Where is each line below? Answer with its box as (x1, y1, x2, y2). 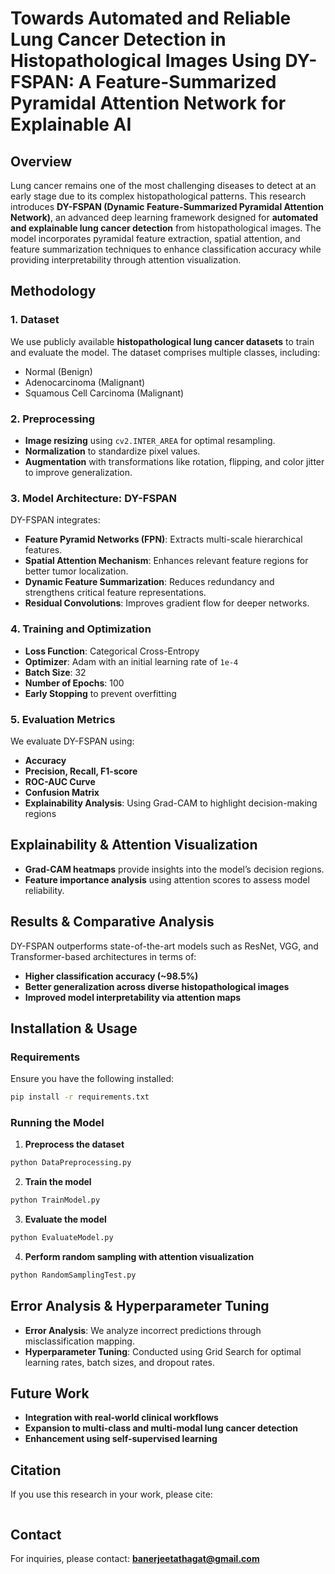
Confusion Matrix (24, 786, 100, 798)
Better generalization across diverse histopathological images (24, 980, 290, 992)
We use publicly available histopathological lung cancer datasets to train (10, 335, 315, 347)
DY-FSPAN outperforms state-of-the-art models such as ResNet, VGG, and (10, 940, 319, 952)
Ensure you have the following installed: (10, 1073, 175, 1085)
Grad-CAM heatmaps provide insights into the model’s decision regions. (24, 863, 325, 875)
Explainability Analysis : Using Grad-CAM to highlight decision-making (24, 797, 318, 809)
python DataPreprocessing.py (10, 1158, 132, 1168)
